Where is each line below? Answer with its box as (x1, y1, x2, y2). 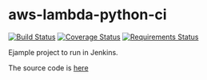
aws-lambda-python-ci (8, 6, 167, 24)
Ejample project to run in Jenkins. (8, 47, 118, 57)
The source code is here (8, 62, 90, 73)
